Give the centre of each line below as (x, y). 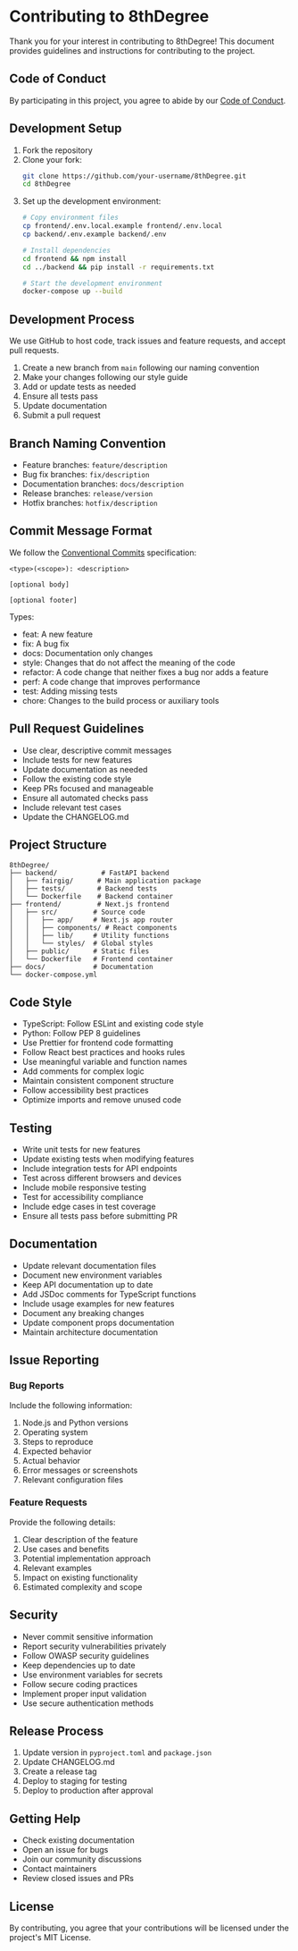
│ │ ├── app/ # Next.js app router (91, 920)
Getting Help (45, 1818)
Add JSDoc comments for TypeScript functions (109, 1294)
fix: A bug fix (46, 643)
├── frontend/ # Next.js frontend (89, 905)
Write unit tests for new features (81, 1149)
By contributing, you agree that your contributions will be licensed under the (149, 1928)
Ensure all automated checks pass (85, 798)
